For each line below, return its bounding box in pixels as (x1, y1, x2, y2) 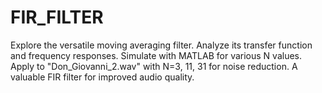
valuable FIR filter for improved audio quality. (10, 71, 195, 83)
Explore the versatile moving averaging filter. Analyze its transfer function (10, 39, 313, 51)
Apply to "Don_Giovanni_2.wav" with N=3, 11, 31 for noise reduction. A (10, 60, 298, 72)
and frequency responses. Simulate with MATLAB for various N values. (10, 49, 302, 61)
